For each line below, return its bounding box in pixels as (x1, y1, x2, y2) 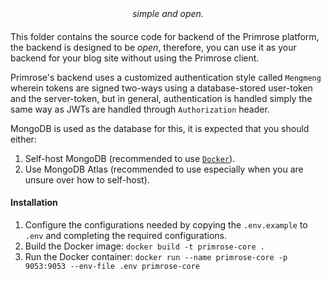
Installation (10, 197, 58, 209)
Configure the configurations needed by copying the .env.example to (24, 218, 308, 231)
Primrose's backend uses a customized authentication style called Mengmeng (10, 71, 322, 83)
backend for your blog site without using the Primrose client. (10, 52, 260, 64)
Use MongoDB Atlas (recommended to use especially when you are (24, 163, 304, 175)
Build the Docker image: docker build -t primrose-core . (24, 240, 265, 252)
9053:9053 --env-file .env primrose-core (24, 261, 200, 271)
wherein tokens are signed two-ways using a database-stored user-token (10, 82, 313, 94)
